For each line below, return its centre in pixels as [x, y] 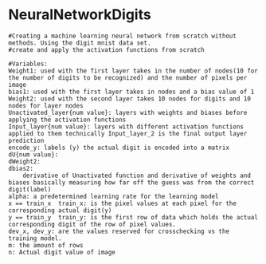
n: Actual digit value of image [62, 252]
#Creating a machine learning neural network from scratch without [123, 36]
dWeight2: [25, 161]
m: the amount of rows [46, 245]
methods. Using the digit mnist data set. [80, 43]
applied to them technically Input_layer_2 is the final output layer [128, 133]
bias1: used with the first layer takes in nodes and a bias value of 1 [131, 92]
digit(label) [30, 189]
